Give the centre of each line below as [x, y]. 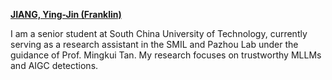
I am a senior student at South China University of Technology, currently [159, 33]
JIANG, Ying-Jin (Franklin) [66, 14]
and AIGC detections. [54, 65]
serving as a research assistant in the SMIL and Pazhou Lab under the [154, 44]
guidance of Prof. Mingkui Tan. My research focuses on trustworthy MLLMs [166, 55]
